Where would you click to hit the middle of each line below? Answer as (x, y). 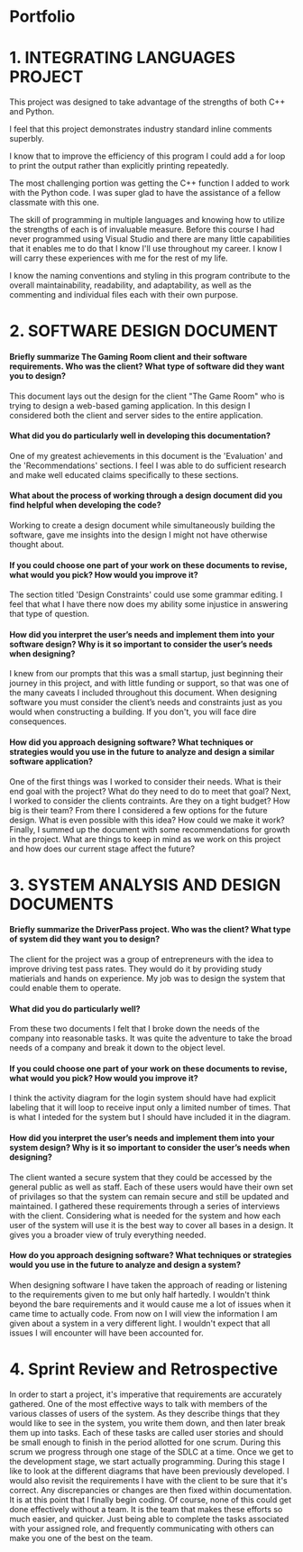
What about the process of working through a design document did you (146, 496)
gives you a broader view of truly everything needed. (108, 1235)
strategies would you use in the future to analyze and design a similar (142, 751)
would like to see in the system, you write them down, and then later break (147, 1423)
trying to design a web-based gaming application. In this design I (130, 405)
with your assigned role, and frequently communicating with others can (142, 1528)
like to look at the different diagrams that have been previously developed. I (149, 1471)
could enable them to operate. (65, 987)
